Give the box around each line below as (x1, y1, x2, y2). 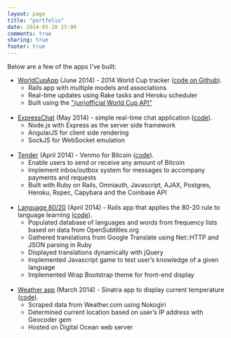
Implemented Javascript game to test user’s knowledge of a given (27, 256, 219, 264)
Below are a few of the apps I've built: (7, 63, 117, 70)
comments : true (7, 30, 52, 37)
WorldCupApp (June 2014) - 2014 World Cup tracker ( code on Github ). (17, 76, 223, 84)
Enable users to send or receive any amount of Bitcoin (27, 158, 185, 166)
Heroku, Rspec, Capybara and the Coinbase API (27, 188, 167, 196)
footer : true (7, 43, 46, 50)
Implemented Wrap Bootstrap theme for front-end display (27, 270, 194, 279)
